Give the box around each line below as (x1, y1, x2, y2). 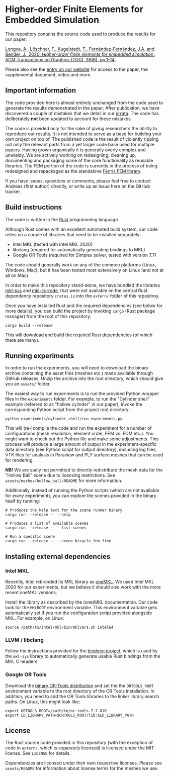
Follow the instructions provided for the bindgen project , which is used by (5, 648, 158, 654)
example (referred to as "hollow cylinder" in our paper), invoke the (5, 401, 142, 408)
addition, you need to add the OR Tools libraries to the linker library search (5, 693, 159, 699)
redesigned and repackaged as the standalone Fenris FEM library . (5, 168, 142, 174)
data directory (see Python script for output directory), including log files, (5, 446, 157, 453)
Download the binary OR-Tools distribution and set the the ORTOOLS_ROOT (5, 683, 154, 689)
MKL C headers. (5, 658, 39, 664)
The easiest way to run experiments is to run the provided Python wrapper (5, 391, 159, 397)
